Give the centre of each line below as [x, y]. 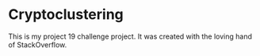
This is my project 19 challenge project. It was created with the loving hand [130, 36]
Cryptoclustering [66, 15]
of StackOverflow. [38, 44]
